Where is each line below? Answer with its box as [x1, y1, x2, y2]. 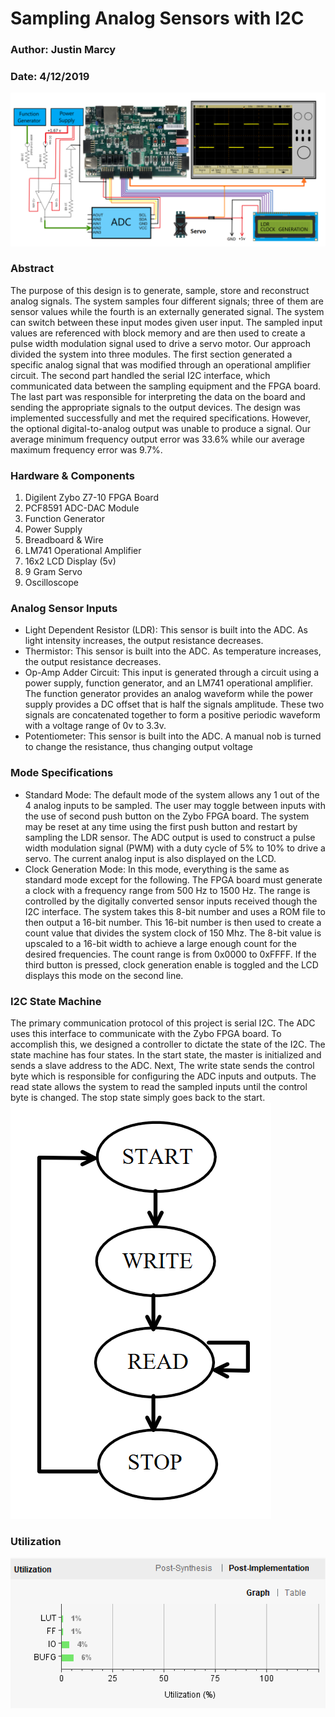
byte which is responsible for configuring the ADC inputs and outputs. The [10, 1070, 317, 1082]
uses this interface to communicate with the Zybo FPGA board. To [10, 1028, 282, 1039]
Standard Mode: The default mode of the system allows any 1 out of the [24, 788, 320, 801]
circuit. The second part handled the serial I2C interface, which [10, 369, 271, 381]
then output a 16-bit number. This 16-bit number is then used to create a [24, 916, 322, 928]
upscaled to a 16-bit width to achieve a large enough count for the [24, 937, 297, 949]
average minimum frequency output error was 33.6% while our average [10, 433, 305, 445]
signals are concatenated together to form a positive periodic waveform [24, 709, 321, 721]
